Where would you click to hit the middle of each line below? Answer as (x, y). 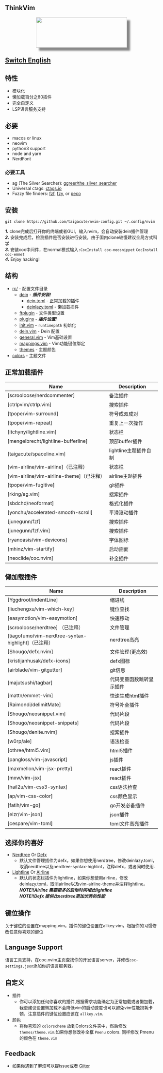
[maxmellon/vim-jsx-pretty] (40, 769)
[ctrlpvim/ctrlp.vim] (30, 404)
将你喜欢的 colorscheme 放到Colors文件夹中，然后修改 (73, 1026)
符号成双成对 (124, 414)
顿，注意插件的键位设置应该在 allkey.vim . (61, 1014)
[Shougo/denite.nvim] (32, 732)
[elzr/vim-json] (25, 815)
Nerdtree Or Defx (29, 855)
